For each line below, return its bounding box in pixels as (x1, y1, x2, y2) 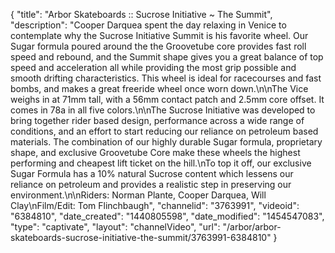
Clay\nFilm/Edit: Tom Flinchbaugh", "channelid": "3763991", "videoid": (10, 200, 300, 211)
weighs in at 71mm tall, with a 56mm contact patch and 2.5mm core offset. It (10, 94, 325, 105)
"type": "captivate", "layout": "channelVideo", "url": (10, 221, 221, 233)
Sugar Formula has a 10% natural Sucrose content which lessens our (10, 168, 294, 179)
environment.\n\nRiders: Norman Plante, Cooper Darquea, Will (10, 189, 267, 201)
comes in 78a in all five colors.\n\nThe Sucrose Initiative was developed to (10, 104, 316, 116)
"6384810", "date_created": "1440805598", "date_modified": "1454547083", (10, 210, 325, 222)
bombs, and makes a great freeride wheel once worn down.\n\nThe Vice (10, 83, 309, 94)
